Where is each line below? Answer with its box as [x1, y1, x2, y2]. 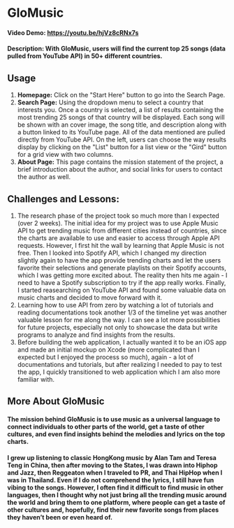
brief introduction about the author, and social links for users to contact [17, 165, 223, 174]
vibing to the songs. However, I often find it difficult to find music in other [7, 483, 224, 492]
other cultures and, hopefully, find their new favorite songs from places [7, 506, 219, 514]
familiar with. [17, 375, 54, 383]
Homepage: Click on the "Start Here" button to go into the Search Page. [17, 91, 226, 99]
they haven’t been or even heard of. [7, 513, 113, 521]
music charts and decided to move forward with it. [17, 293, 163, 302]
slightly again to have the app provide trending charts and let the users [17, 256, 221, 264]
